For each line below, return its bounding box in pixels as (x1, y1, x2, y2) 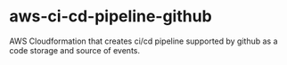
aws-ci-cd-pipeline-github (9, 6, 212, 27)
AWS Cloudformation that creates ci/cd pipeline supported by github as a (9, 36, 278, 46)
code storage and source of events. (9, 45, 141, 55)
